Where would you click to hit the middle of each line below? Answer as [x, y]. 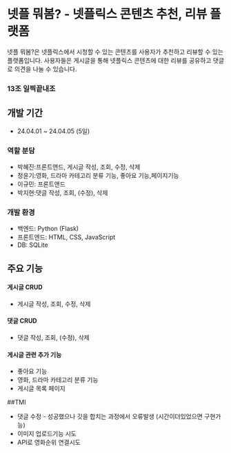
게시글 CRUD [25, 288]
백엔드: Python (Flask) [48, 229]
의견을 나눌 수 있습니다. [46, 69]
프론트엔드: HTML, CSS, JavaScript [66, 237]
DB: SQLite [32, 245]
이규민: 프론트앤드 [41, 184]
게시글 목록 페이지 [41, 389]
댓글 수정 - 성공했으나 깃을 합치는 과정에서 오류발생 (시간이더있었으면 [110, 416]
